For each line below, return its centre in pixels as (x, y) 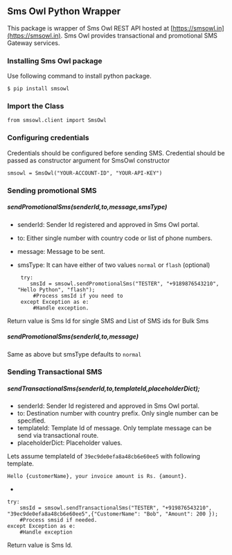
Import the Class (36, 106)
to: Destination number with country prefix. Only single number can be (118, 413)
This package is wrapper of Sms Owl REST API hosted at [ (90, 28)
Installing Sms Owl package (55, 60)
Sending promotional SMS (52, 190)
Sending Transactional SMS (55, 372)
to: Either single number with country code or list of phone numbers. (115, 238)
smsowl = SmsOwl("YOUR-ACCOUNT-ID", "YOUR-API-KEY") (85, 173)
